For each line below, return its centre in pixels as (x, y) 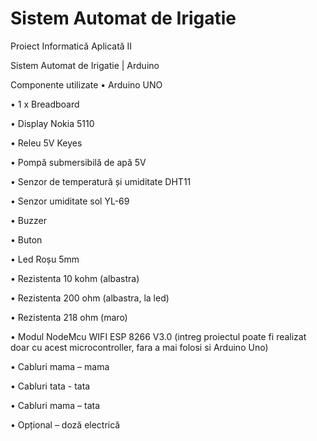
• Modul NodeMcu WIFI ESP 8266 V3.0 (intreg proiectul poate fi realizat (158, 336)
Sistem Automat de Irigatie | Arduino (85, 65)
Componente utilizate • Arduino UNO (86, 84)
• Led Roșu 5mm (45, 259)
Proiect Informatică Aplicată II (71, 46)
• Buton (26, 239)
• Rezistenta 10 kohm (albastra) (75, 278)
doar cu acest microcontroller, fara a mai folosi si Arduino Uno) (139, 347)
